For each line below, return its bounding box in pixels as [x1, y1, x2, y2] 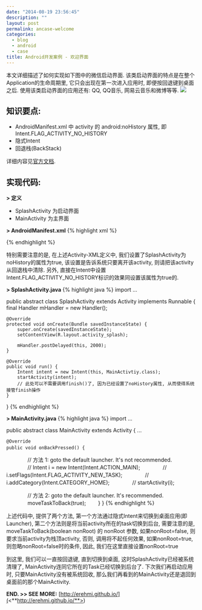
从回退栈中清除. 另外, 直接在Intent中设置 [6, 266, 106, 273]
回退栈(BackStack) [15, 145, 62, 152]
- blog [11, 37, 28, 43]
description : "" [6, 15, 47, 21]
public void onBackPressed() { [6, 445, 85, 451]
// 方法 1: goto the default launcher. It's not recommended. [27, 456, 172, 464]
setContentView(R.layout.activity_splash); [17, 332, 129, 338]
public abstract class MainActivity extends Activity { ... [6, 427, 142, 434]
